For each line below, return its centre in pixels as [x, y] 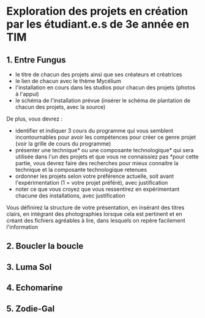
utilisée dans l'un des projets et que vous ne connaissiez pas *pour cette [107, 157]
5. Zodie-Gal [31, 309]
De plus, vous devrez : [35, 119]
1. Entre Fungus [36, 60]
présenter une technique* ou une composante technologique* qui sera [104, 150]
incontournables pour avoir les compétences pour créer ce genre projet [106, 137]
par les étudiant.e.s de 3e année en [98, 24]
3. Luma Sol [29, 267]
